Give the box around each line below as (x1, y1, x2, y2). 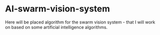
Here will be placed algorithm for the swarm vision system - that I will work (5, 19, 156, 25)
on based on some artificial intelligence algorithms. (5, 24, 108, 30)
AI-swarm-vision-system (5, 3, 110, 14)
